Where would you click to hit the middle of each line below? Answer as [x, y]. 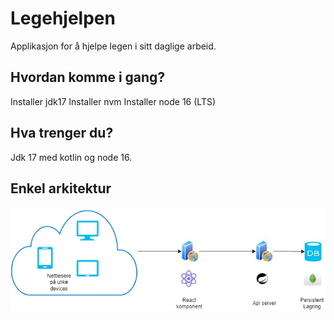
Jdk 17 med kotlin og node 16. [71, 157]
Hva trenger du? [62, 133]
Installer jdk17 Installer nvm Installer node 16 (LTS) [113, 101]
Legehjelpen [63, 18]
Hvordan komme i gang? [88, 77]
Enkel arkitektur [61, 188]
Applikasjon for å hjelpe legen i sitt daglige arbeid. [113, 46]
